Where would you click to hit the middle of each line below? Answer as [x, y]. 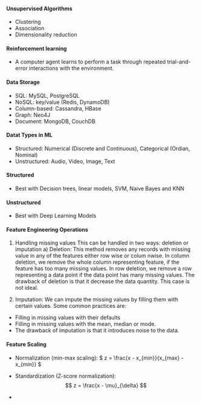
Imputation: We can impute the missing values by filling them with [97, 299]
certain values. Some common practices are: [71, 306]
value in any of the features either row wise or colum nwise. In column [102, 256]
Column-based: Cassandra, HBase [58, 108]
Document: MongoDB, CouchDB [55, 121]
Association [30, 28]
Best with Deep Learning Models [56, 216]
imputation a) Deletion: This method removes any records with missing [103, 249]
